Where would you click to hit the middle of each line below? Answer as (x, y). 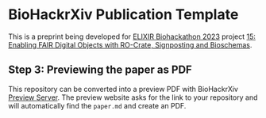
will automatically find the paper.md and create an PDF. (97, 105)
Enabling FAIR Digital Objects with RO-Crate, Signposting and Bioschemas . (130, 44)
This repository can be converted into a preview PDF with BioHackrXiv (123, 89)
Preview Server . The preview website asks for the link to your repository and (133, 97)
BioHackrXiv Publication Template (123, 15)
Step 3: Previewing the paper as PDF (100, 70)
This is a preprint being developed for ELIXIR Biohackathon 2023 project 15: (132, 36)
